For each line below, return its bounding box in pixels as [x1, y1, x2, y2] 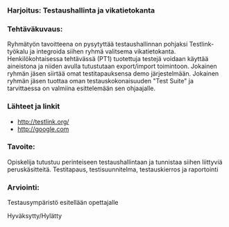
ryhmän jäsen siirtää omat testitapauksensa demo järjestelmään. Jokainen [7, 69, 219, 78]
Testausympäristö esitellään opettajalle [7, 199, 119, 207]
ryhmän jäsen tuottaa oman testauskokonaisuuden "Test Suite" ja [7, 77, 194, 85]
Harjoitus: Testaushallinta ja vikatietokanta [7, 6, 155, 15]
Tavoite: [7, 142, 35, 151]
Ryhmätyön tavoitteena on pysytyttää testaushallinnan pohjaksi [7, 40, 188, 49]
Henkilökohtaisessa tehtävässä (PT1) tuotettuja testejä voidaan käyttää [7, 55, 209, 63]
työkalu [7, 47, 29, 56]
